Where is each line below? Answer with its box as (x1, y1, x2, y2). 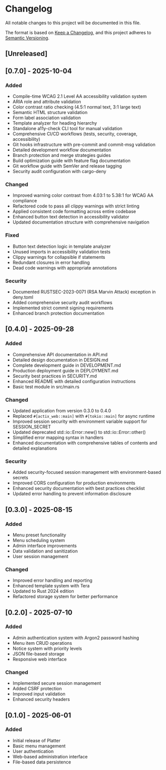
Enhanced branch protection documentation (12, 310, 105, 316)
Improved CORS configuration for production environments (12, 480, 136, 486)
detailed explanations (12, 445, 57, 451)
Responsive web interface (12, 656, 67, 662)
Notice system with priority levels (12, 645, 82, 651)
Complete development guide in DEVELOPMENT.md (12, 362, 121, 368)
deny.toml (12, 294, 34, 300)
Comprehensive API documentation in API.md (12, 351, 107, 357)
